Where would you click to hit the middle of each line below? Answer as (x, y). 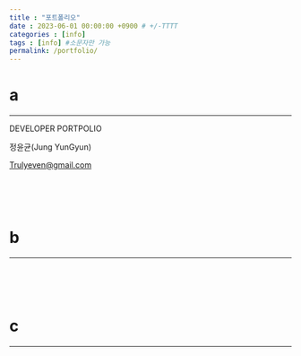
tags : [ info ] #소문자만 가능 (60, 43)
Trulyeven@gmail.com (51, 165)
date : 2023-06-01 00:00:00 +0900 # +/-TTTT (94, 26)
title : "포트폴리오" (45, 17)
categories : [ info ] (48, 34)
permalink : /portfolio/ (54, 51)
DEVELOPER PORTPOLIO (56, 129)
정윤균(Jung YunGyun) (51, 147)
